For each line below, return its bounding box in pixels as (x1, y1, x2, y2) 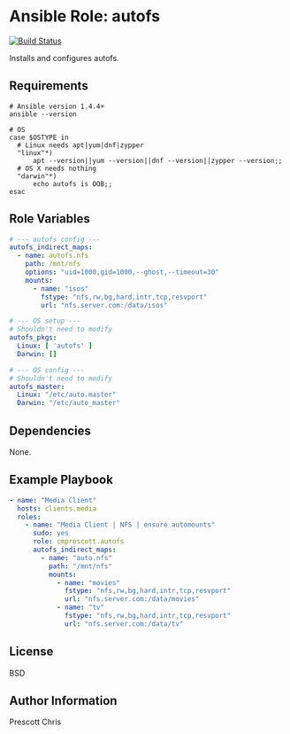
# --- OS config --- (9, 365, 86, 374)
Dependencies (9, 423, 91, 438)
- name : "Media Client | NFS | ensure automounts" (25, 520, 216, 529)
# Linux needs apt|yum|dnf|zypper (17, 140, 144, 150)
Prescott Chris (9, 716, 62, 728)
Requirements (9, 78, 88, 94)
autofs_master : (9, 382, 65, 391)
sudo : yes (32, 529, 69, 538)
